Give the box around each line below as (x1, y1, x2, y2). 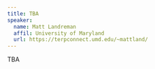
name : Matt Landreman (13, 23, 77, 30)
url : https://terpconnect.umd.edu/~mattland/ (13, 36, 149, 43)
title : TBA (7, 10, 39, 17)
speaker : (7, 17, 33, 24)
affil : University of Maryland (13, 29, 105, 37)
